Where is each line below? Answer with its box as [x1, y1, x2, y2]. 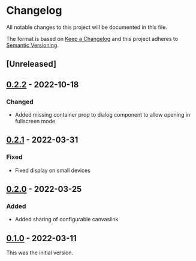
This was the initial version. [6, 249, 74, 256]
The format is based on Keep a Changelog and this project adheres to [6, 35, 179, 42]
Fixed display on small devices [14, 167, 91, 174]
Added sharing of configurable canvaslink [14, 216, 119, 223]
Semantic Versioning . [6, 41, 59, 49]
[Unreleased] [6, 59, 57, 69]
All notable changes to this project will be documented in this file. [6, 23, 168, 31]
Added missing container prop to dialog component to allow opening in [14, 111, 191, 118]
